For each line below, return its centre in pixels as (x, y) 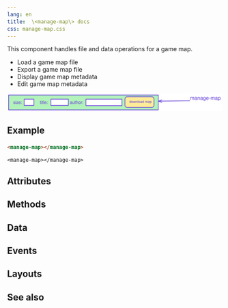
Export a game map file (50, 70)
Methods (27, 205)
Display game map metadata (57, 77)
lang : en (19, 14)
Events (22, 250)
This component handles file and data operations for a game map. (100, 49)
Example (26, 131)
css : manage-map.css (37, 29)
